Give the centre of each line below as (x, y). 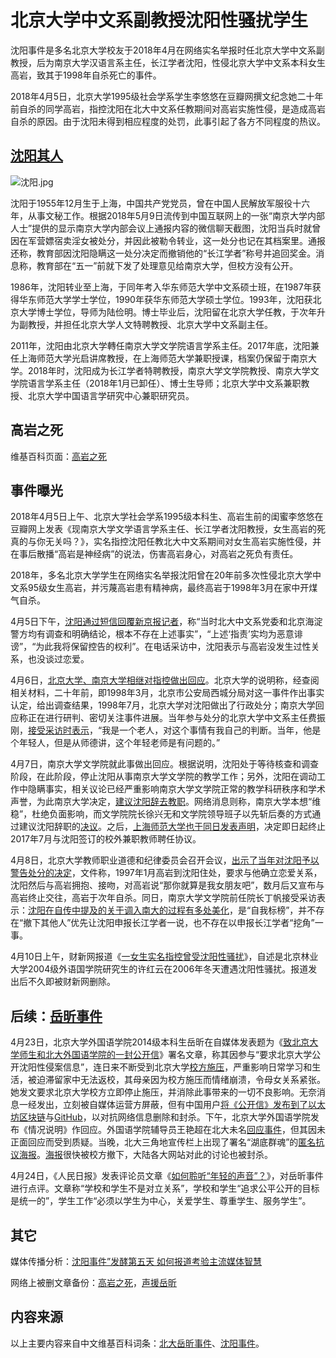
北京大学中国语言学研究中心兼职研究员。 (111, 395)
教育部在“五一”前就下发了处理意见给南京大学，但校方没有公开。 (167, 265)
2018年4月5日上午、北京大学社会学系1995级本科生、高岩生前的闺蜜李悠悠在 (167, 517)
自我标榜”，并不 (283, 910)
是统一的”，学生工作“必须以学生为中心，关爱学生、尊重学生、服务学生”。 (161, 1201)
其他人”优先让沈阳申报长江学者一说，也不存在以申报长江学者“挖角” (177, 923)
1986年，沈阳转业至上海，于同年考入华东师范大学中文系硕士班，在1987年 (161, 287)
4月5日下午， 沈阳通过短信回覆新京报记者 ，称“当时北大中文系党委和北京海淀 (166, 622)
